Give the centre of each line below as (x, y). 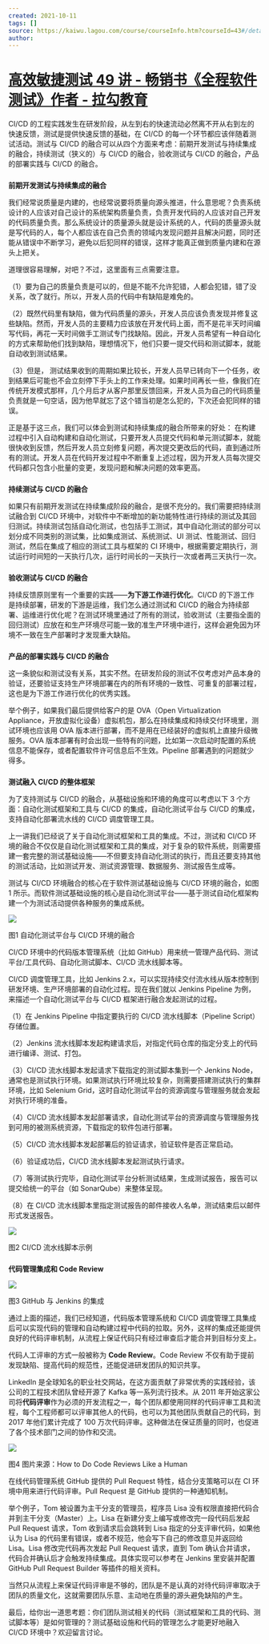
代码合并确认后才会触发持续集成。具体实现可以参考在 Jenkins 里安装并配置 (132, 1558)
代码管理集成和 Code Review (56, 1268)
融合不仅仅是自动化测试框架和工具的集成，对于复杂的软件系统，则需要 (138, 846)
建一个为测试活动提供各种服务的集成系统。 (78, 902)
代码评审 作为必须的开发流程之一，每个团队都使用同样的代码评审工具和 (138, 1401)
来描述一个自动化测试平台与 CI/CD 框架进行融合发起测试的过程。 (115, 999)
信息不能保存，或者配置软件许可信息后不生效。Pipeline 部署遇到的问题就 (128, 750)
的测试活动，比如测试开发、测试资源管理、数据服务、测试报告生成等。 (124, 866)
